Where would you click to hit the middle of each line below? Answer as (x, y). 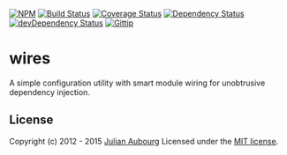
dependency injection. (50, 92)
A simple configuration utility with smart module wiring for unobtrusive (137, 83)
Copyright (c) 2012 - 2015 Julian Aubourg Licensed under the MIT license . (144, 141)
